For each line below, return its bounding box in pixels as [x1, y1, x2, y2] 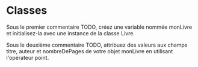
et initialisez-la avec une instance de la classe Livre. [6, 29, 135, 36]
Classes [6, 4, 48, 17]
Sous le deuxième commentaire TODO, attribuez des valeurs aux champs [6, 41, 188, 48]
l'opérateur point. [6, 54, 49, 61]
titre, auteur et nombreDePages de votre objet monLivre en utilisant [6, 47, 173, 54]
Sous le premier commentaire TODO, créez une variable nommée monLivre [6, 23, 193, 31]
